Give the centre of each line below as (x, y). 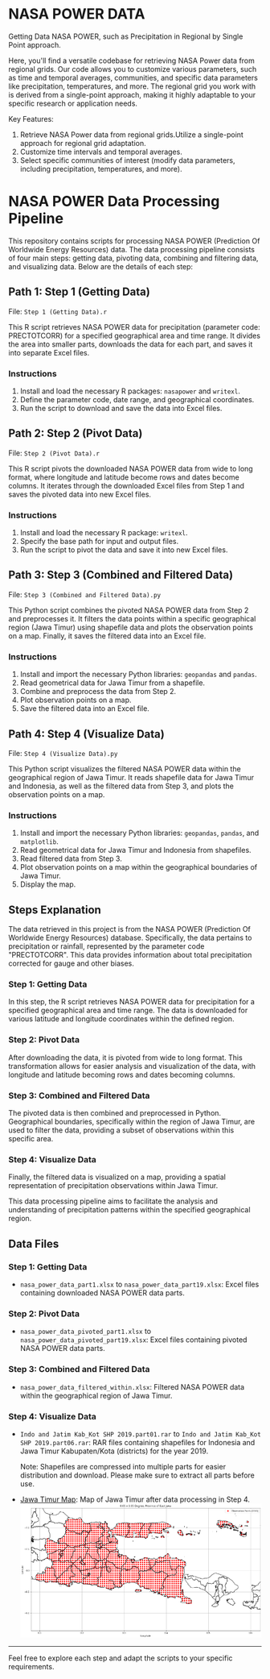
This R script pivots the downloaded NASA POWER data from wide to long (131, 468)
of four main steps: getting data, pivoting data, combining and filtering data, (133, 258)
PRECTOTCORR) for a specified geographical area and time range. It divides (135, 335)
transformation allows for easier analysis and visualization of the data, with (132, 1066)
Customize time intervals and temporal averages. (101, 152)
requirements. (31, 1667)
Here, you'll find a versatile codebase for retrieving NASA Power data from (132, 60)
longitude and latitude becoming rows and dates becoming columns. (122, 1074)
